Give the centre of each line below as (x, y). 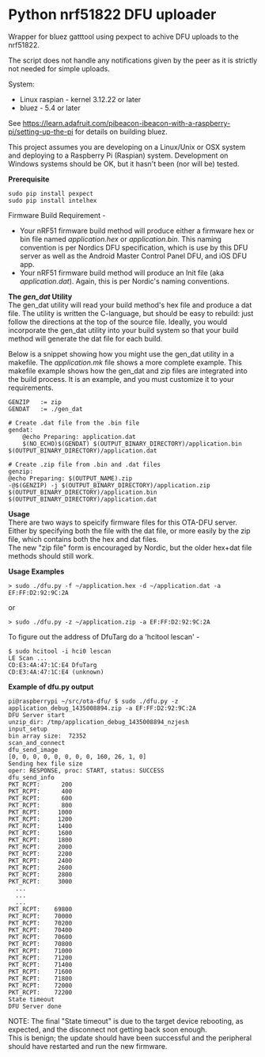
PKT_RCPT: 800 (40, 805)
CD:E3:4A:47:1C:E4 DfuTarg (53, 665)
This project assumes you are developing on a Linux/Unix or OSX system (127, 147)
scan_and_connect (37, 742)
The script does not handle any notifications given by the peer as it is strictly (133, 60)
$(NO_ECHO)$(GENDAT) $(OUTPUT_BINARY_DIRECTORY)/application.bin (132, 444)
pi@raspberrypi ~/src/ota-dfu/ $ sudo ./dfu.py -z (93, 701)
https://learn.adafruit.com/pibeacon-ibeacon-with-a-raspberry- (127, 123)
